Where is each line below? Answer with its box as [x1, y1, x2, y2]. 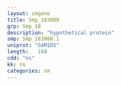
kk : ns [7, 61, 26, 68]
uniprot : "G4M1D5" [7, 42, 59, 49]
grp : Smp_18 [7, 23, 41, 29]
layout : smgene [7, 10, 51, 17]
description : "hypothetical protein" [7, 29, 115, 36]
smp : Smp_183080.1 [7, 36, 59, 42]
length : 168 [7, 49, 48, 56]
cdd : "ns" [7, 55, 36, 62]
